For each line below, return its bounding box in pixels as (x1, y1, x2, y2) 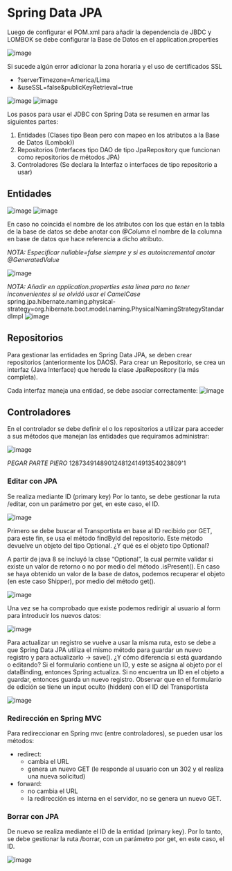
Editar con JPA (7, 476, 57, 486)
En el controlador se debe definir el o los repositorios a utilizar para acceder (7, 425, 224, 433)
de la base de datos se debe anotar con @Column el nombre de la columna (7, 227, 222, 236)
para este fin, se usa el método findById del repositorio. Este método (7, 534, 203, 542)
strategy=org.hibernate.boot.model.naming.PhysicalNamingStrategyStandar (7, 304, 224, 313)
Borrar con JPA (7, 811, 59, 821)
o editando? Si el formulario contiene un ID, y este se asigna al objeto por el (7, 660, 223, 669)
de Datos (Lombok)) (17, 138, 75, 147)
